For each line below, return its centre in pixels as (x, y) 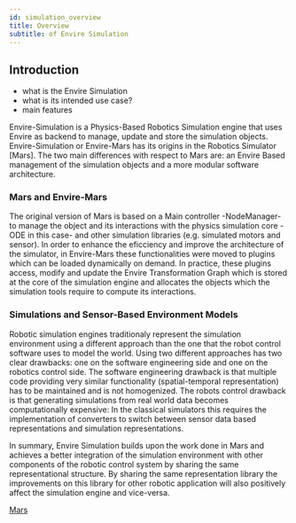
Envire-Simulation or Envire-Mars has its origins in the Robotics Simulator (143, 146)
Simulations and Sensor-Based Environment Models (124, 315)
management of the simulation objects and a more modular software (134, 165)
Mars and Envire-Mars (58, 198)
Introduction (44, 70)
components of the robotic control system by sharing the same (124, 464)
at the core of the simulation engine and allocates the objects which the (140, 282)
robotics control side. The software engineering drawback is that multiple (143, 371)
